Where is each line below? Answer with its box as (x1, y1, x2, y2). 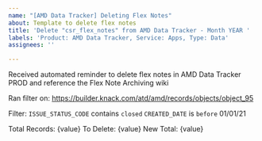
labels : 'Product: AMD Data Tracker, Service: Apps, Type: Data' (8, 33, 229, 42)
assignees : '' (8, 41, 56, 49)
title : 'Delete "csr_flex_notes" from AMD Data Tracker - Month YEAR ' (8, 26, 250, 34)
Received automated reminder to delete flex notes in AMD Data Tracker (8, 70, 241, 79)
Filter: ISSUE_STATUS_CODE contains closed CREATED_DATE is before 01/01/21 (8, 109, 246, 119)
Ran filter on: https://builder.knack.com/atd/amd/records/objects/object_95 (8, 93, 254, 103)
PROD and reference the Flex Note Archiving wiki (8, 78, 169, 88)
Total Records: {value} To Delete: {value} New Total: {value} (8, 124, 204, 134)
